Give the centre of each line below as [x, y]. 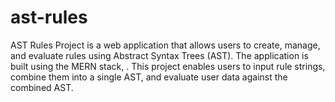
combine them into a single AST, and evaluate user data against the [149, 77]
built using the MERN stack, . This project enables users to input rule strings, [168, 66]
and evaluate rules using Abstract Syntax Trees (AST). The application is [159, 55]
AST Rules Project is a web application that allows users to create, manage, [165, 45]
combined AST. [42, 87]
